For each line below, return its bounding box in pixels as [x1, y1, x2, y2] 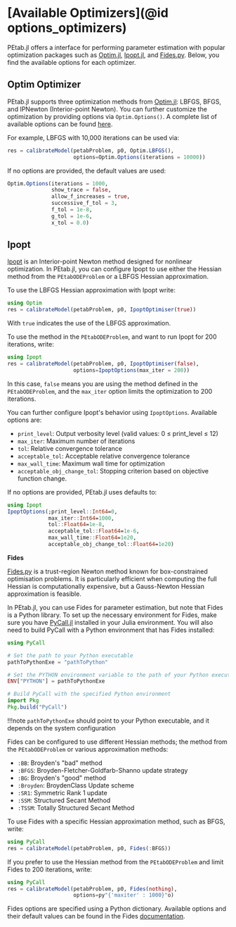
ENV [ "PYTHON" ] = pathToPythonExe [7, 678, 105, 685]
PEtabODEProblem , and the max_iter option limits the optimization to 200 [7, 387, 213, 395]
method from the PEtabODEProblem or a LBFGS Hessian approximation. [7, 273, 209, 281]
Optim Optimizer [7, 79, 81, 91]
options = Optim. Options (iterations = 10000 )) [73, 154, 206, 161]
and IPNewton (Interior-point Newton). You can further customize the [7, 104, 207, 113]
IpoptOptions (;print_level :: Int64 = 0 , [7, 508, 118, 515]
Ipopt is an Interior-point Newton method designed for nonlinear [7, 257, 192, 266]
